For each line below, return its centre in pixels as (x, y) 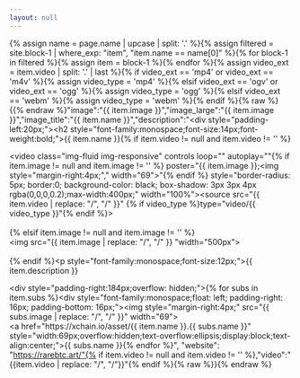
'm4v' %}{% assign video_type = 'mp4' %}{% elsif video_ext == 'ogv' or (144, 81)
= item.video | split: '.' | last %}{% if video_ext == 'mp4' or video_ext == (141, 72)
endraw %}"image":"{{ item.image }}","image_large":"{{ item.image (150, 110)
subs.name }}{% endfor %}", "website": (146, 345)
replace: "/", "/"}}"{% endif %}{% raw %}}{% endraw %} (167, 364)
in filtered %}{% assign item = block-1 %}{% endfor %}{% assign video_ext (149, 62)
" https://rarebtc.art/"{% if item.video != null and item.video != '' (126, 355)
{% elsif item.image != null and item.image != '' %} (102, 232)
